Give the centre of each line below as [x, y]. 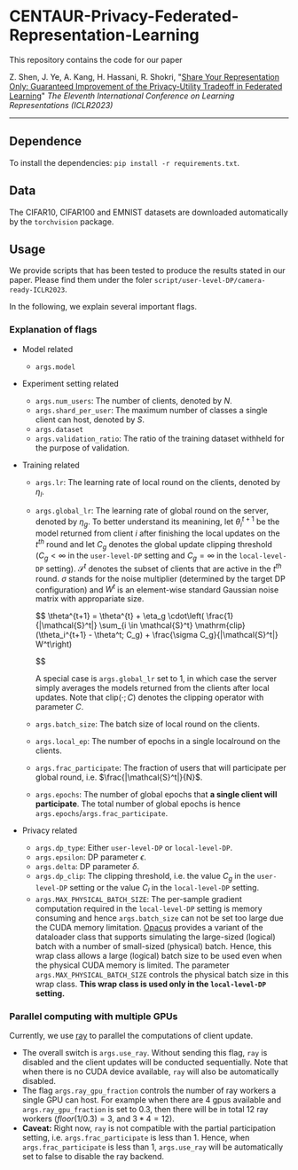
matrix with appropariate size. [90, 599]
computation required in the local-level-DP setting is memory [149, 909]
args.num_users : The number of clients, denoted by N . [133, 400]
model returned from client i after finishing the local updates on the [158, 533]
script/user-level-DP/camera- [210, 281]
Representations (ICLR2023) [61, 105]
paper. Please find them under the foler [81, 280]
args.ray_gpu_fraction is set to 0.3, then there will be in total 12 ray [145, 1110]
